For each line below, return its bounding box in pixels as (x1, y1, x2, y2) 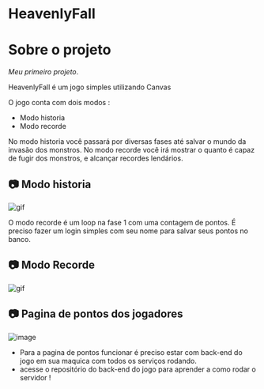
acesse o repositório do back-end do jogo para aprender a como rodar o (19, 364, 257, 374)
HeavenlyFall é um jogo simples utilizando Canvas (8, 82, 172, 92)
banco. (8, 234, 32, 244)
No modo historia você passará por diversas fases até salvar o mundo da (8, 137, 247, 146)
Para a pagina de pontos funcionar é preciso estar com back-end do (19, 347, 243, 357)
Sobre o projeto (8, 41, 111, 59)
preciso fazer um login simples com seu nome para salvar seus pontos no (8, 226, 249, 236)
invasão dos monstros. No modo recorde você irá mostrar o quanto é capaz (8, 145, 255, 155)
